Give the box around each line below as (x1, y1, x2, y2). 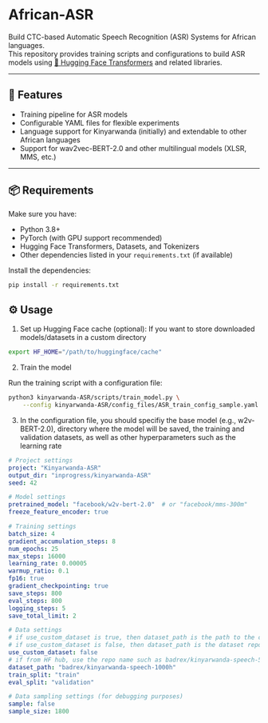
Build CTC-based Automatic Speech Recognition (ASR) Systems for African (8, 32, 257, 42)
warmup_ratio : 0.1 (8, 567, 69, 575)
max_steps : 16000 (8, 552, 66, 561)
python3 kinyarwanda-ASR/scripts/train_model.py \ (8, 393, 180, 401)
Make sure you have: (8, 209, 77, 218)
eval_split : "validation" (8, 678, 94, 686)
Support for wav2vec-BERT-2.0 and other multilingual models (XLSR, (19, 143, 247, 153)
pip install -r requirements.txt (8, 281, 120, 289)
